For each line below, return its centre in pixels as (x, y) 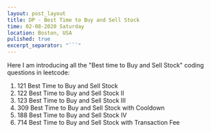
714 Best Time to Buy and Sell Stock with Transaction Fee (98, 122)
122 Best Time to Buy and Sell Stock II (71, 93)
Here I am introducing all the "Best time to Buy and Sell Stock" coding (105, 65)
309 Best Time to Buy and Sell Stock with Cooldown (91, 108)
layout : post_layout (37, 13)
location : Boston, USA (40, 33)
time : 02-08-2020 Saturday (46, 26)
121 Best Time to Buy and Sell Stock (67, 86)
